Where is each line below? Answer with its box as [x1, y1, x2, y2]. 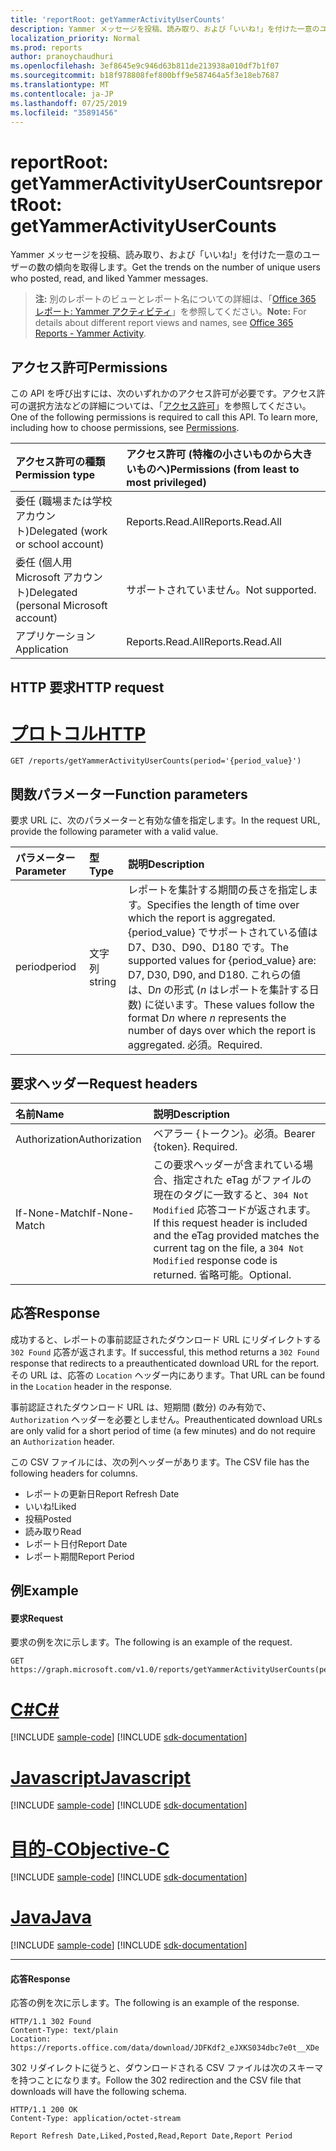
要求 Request [10, 1612, 64, 1624]
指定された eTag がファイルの [173, 1173, 312, 1187]
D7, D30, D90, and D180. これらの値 [127, 968, 302, 982]
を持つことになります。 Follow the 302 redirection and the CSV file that [10, 2074, 302, 2086]
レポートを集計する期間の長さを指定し [127, 883, 308, 897]
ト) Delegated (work [15, 524, 108, 538]
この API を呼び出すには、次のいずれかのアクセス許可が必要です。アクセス [10, 387, 317, 400]
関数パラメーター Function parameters [10, 786, 248, 803]
